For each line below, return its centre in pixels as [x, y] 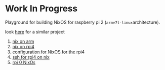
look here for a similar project [35, 32]
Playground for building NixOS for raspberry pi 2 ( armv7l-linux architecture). [83, 22]
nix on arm [23, 41]
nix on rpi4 [23, 46]
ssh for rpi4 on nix [31, 57]
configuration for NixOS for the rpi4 [48, 52]
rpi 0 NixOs [24, 62]
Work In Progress [41, 9]
